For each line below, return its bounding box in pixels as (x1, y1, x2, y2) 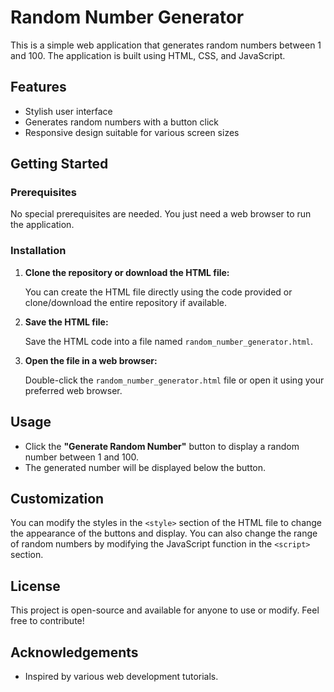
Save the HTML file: (24, 316, 109, 328)
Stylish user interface (24, 105, 113, 117)
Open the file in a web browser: (24, 354, 158, 366)
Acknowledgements (10, 644, 139, 661)
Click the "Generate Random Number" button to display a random (24, 440, 300, 452)
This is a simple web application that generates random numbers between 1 (10, 39, 322, 51)
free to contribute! (10, 615, 85, 627)
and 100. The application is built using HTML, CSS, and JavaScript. (10, 49, 286, 61)
